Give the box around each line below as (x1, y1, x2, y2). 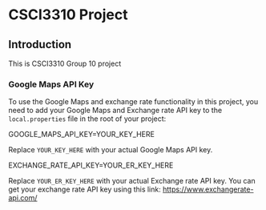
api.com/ (8, 193, 38, 203)
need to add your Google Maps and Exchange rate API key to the (8, 106, 223, 115)
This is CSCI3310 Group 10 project (8, 59, 122, 68)
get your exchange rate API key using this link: (8, 184, 162, 194)
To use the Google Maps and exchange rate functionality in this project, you (8, 97, 259, 107)
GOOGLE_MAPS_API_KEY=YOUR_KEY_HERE (8, 130, 155, 139)
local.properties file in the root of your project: (8, 114, 167, 123)
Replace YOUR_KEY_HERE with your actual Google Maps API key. (8, 145, 213, 155)
